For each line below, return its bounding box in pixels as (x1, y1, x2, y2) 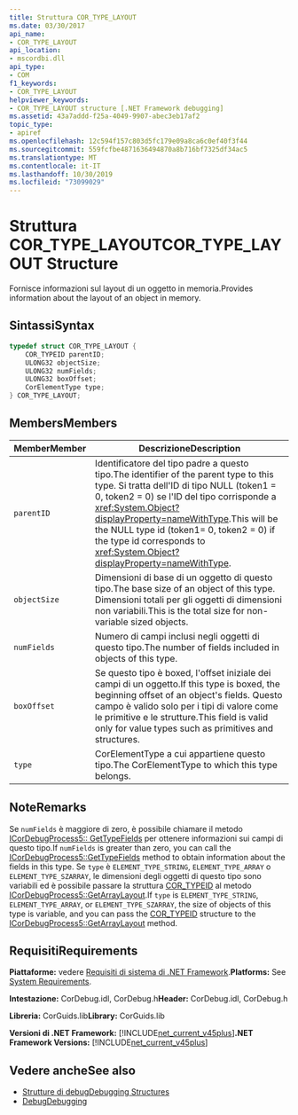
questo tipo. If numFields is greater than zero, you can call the (9, 842, 231, 852)
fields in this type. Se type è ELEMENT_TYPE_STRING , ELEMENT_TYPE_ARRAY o (9, 861, 271, 872)
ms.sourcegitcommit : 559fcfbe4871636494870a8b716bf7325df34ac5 (9, 145, 248, 153)
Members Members (9, 416, 118, 431)
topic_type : (9, 121, 53, 130)
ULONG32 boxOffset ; (25, 374, 98, 384)
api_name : (9, 29, 46, 38)
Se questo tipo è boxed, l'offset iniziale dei (94, 666, 271, 679)
